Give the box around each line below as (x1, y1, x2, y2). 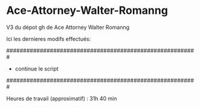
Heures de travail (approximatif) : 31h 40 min (6, 95, 117, 102)
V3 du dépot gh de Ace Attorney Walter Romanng (6, 24, 130, 31)
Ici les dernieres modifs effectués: (6, 35, 91, 42)
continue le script (15, 65, 59, 72)
